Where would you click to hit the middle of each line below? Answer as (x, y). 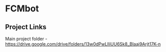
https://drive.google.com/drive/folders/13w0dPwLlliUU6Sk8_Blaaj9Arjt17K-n (83, 44)
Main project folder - (26, 39)
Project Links (26, 27)
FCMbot (22, 9)
